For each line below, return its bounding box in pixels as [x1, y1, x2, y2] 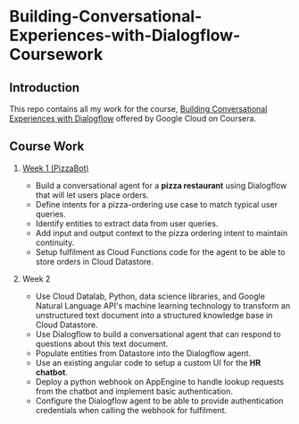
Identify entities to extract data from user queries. [35, 217, 219, 229]
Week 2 [21, 273, 51, 284]
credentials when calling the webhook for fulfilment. [35, 404, 228, 415]
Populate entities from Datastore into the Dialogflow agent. [35, 347, 252, 359]
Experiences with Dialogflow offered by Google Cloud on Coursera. [9, 114, 257, 123]
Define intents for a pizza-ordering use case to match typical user [35, 199, 278, 209]
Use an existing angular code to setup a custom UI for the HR [35, 357, 262, 368]
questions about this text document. [35, 338, 169, 349]
